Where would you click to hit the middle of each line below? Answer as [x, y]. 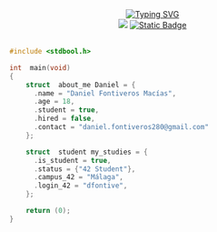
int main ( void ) [40, 67]
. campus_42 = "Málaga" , [79, 177]
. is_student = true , [72, 160]
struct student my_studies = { [87, 152]
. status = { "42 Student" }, [84, 169]
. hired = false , [64, 119]
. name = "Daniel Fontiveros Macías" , [105, 93]
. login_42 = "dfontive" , [80, 186]
